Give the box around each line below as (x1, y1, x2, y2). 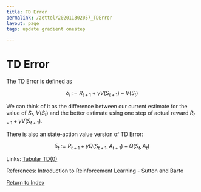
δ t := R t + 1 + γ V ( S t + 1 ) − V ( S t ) (66, 90, 138, 98)
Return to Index (6, 179, 45, 187)
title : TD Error (6, 9, 47, 15)
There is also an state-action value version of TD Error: (6, 130, 144, 138)
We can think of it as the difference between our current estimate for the (6, 102, 188, 110)
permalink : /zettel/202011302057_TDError (6, 15, 113, 21)
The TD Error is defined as (6, 77, 73, 85)
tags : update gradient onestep (6, 26, 86, 32)
